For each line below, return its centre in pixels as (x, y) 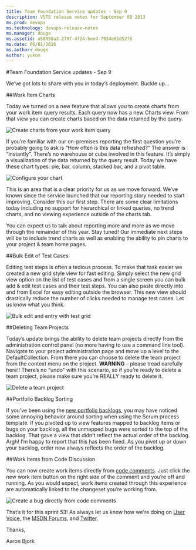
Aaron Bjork (21, 541)
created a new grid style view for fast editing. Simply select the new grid (94, 273)
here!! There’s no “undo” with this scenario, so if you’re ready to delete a (94, 370)
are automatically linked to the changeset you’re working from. (82, 489)
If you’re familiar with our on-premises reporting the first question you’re (94, 141)
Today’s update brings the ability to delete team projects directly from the (95, 338)
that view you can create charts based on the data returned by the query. (94, 119)
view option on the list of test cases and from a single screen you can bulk (96, 279)
